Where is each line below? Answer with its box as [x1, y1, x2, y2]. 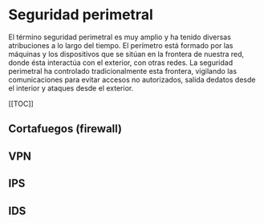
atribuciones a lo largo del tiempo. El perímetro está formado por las [8, 40, 234, 50]
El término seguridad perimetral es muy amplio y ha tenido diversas [8, 32, 231, 42]
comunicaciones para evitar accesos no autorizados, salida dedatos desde [8, 75, 256, 84]
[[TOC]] [8, 99, 34, 108]
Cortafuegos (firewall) [8, 122, 123, 136]
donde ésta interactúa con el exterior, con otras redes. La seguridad [8, 58, 234, 67]
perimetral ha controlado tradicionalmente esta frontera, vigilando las [8, 66, 238, 75]
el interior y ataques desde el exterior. [8, 83, 134, 93]
